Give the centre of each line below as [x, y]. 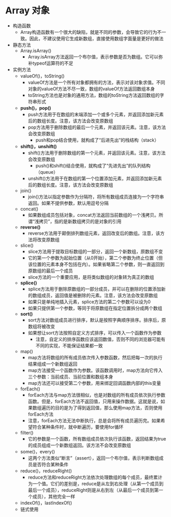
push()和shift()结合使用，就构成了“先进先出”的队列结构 [93, 166]
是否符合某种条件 [51, 464]
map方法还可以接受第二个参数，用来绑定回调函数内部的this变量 [94, 383]
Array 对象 [28, 11]
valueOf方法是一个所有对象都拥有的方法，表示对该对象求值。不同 [96, 82]
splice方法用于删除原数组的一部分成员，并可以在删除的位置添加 [95, 289]
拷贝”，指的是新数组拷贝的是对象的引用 [80, 221]
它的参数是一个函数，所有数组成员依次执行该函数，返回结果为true [97, 439]
